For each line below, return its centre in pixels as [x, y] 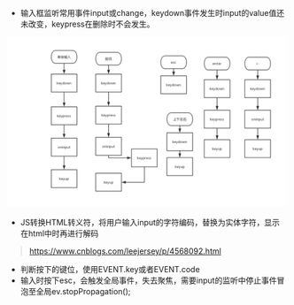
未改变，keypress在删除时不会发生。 [87, 24]
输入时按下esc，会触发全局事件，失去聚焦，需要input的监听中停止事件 [148, 280]
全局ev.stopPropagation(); [83, 292]
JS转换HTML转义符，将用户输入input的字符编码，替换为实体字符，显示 [150, 223]
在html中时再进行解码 [59, 233]
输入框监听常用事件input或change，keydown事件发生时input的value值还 [152, 13]
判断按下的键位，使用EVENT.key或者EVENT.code [110, 270]
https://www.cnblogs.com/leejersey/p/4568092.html [125, 251]
